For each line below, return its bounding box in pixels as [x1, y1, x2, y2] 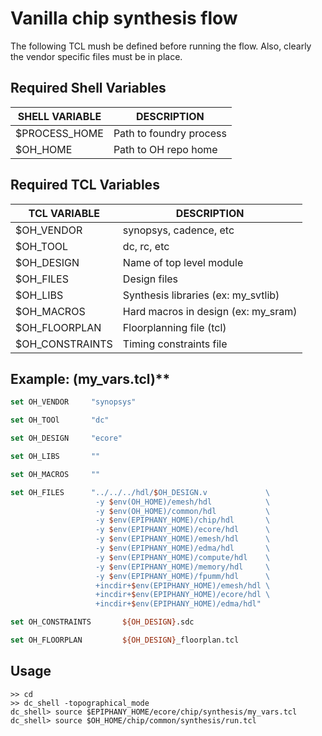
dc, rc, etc [122, 239, 170, 253]
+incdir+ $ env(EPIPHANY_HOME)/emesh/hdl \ [95, 580, 271, 591]
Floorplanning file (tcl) [122, 320, 227, 334]
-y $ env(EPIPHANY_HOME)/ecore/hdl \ [95, 525, 271, 535]
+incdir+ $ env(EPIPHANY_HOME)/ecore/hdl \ [95, 590, 271, 600]
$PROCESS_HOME [15, 126, 104, 140]
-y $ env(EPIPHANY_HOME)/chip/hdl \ [95, 515, 271, 526]
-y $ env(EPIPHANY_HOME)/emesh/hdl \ [95, 534, 271, 544]
